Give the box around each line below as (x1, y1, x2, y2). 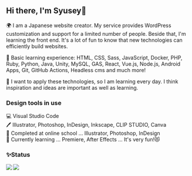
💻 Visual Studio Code (6, 113, 59, 120)
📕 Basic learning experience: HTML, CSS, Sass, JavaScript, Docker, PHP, (6, 54, 183, 61)
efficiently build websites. (6, 42, 68, 50)
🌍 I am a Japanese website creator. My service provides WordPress (6, 22, 171, 29)
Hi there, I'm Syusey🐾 (6, 6, 87, 16)
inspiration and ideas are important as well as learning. (6, 84, 139, 91)
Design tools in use (6, 99, 62, 107)
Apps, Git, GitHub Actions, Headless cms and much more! (6, 66, 146, 73)
